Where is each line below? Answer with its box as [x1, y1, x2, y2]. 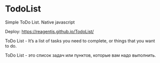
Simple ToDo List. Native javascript [5, 19, 75, 25]
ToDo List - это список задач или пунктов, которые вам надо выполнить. [5, 52, 157, 58]
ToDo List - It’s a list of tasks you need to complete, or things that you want [5, 38, 155, 44]
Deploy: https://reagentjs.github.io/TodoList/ [5, 28, 94, 34]
